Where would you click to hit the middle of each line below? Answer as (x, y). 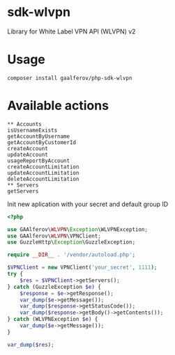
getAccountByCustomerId (42, 142)
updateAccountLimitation (43, 173)
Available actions (58, 106)
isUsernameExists (32, 130)
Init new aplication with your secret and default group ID (88, 204)
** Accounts (24, 124)
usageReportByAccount (39, 161)
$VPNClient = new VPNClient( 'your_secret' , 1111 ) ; (82, 268)
